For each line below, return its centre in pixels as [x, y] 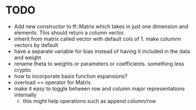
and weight [28, 57]
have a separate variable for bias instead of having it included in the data [102, 51]
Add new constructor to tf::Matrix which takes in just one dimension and [101, 26]
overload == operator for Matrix [53, 82]
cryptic [23, 70]
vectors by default [36, 45]
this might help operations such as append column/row [89, 101]
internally [25, 95]
